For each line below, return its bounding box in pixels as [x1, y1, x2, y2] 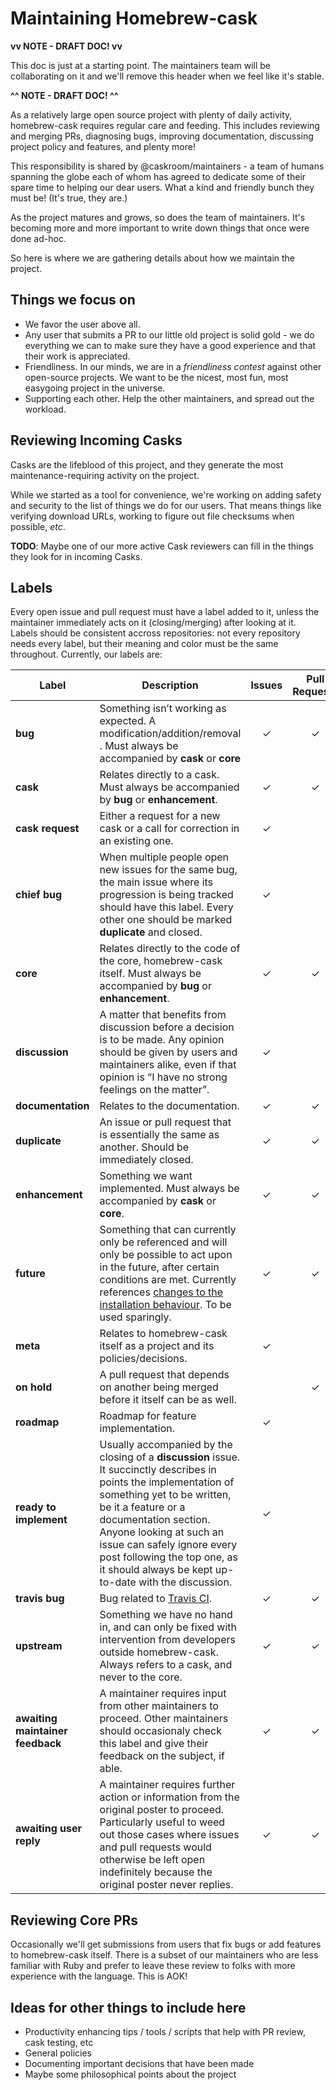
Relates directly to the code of [99, 942, 241, 956]
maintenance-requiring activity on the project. [10, 469, 200, 481]
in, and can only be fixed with [99, 1620, 238, 1634]
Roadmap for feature [99, 1409, 197, 1423]
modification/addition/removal [99, 727, 242, 741]
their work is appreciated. [24, 350, 131, 362]
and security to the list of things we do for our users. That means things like [10, 499, 322, 511]
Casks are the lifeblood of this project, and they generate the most [10, 458, 284, 471]
